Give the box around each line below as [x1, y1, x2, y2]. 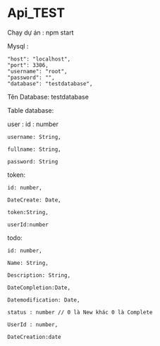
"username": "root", [7, 68, 68, 75]
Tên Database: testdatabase [7, 92, 90, 101]
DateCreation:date [7, 333, 61, 340]
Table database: [7, 106, 54, 114]
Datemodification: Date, [7, 296, 80, 304]
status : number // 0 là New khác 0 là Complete [7, 309, 153, 316]
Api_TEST [7, 5, 66, 21]
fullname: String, [7, 146, 61, 153]
